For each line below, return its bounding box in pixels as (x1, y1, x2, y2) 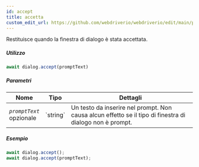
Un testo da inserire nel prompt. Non (70, 104, 172, 112)
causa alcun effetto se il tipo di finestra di (70, 111, 185, 119)
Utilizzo (6, 49, 25, 56)
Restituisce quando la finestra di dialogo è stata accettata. (6, 36, 148, 43)
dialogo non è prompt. (70, 119, 132, 127)
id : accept (6, 8, 33, 15)
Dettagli (119, 94, 142, 102)
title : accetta (6, 14, 44, 20)
